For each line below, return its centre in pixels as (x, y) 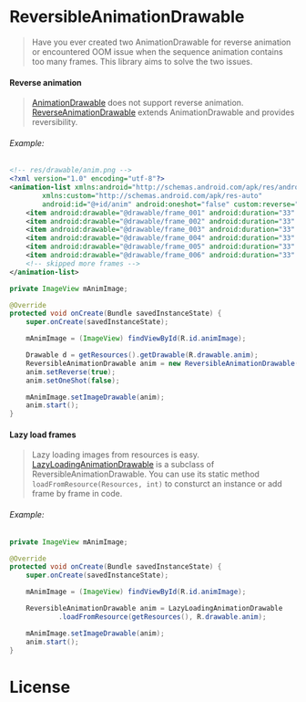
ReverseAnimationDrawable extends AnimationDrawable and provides (163, 112)
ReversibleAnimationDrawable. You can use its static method (145, 474)
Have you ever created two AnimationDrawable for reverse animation (161, 42)
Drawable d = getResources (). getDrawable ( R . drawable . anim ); (142, 355)
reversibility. (55, 122)
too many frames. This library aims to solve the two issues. (142, 61)
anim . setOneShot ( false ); (73, 381)
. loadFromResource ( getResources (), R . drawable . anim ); (162, 617)
